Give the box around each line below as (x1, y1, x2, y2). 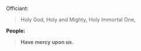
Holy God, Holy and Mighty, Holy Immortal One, (20, 16, 136, 23)
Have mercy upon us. (20, 39, 74, 45)
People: (6, 27, 25, 34)
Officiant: (6, 5, 29, 12)
